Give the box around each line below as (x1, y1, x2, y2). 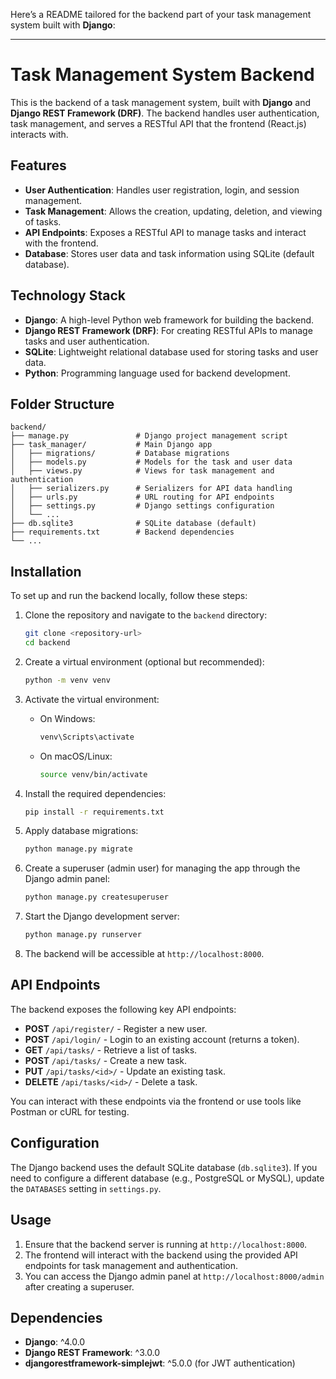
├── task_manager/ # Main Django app (10, 440, 213, 450)
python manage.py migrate (24, 844, 133, 854)
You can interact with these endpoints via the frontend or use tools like (10, 1095, 302, 1107)
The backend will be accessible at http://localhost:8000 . (24, 948, 265, 960)
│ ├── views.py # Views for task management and (10, 466, 275, 476)
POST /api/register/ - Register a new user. (24, 1022, 208, 1034)
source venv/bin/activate (39, 769, 148, 779)
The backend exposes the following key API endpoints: (10, 1003, 237, 1015)
